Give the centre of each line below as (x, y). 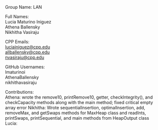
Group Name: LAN (24, 7)
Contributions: (20, 92)
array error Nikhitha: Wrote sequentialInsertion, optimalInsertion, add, (75, 108)
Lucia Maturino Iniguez (28, 22)
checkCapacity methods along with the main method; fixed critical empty (79, 102)
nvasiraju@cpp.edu (25, 57)
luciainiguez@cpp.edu (28, 47)
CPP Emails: (17, 42)
